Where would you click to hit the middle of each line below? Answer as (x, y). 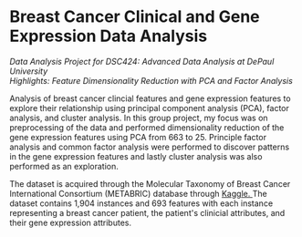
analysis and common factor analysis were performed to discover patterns (150, 147)
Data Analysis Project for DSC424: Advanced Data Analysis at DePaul (142, 61)
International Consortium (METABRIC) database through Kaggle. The (138, 193)
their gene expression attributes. (71, 222)
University (29, 71)
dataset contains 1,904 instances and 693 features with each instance (141, 203)
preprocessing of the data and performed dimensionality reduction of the (147, 127)
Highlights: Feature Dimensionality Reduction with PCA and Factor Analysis (151, 80)
